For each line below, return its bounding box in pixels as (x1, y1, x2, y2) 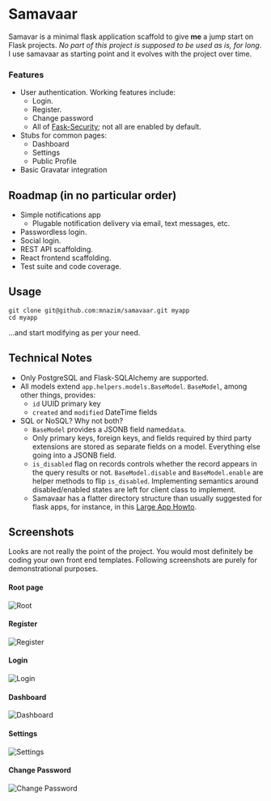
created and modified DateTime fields (32, 407, 158, 417)
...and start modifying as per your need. (8, 327, 141, 337)
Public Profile (32, 156, 77, 166)
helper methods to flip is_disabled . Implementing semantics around (32, 475, 259, 486)
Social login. (19, 236, 61, 245)
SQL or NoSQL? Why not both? (19, 415, 124, 425)
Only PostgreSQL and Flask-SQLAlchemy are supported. (19, 373, 209, 382)
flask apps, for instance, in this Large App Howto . (32, 501, 197, 511)
